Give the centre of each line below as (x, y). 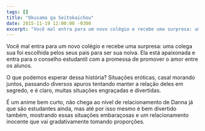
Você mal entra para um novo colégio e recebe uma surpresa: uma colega (99, 46)
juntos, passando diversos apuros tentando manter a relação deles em (95, 84)
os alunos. (19, 66)
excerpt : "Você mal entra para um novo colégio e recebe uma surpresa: (99, 29)
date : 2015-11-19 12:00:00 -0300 (49, 23)
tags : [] (17, 12)
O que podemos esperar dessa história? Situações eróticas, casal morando (101, 77)
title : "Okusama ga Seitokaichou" (50, 18)
